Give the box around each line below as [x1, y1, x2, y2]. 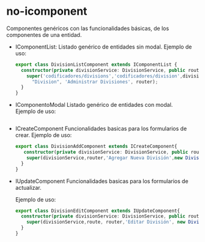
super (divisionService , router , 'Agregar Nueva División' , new [26, 155, 183, 161]
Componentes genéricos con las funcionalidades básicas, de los [6, 25, 170, 32]
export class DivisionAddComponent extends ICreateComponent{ [15, 143, 177, 150]
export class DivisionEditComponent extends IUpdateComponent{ [15, 208, 181, 214]
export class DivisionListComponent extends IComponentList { [15, 61, 177, 68]
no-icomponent [6, 4, 88, 18]
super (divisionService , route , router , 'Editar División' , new [26, 219, 185, 225]
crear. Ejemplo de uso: [15, 131, 72, 139]
